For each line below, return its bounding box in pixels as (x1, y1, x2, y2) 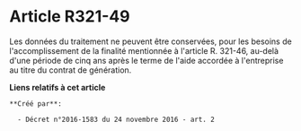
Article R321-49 (9, 6, 130, 27)
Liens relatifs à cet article (9, 82, 106, 92)
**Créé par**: (9, 99, 63, 109)
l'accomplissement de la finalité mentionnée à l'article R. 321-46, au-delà (9, 45, 279, 56)
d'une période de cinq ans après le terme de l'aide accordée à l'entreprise (9, 55, 284, 65)
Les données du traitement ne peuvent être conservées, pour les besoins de (9, 36, 292, 47)
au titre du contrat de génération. (9, 65, 132, 75)
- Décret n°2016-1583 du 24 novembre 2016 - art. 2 (17, 115, 216, 124)
